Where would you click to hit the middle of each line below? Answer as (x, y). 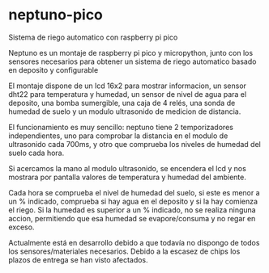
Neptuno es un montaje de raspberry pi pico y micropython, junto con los (131, 52)
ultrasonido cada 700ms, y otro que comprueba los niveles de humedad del (134, 144)
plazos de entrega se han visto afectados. (78, 259)
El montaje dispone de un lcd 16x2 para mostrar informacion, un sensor (128, 86)
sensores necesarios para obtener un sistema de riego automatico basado (132, 61)
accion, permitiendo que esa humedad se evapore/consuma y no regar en (132, 218)
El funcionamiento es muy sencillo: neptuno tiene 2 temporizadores (121, 127)
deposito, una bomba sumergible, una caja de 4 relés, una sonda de (122, 103)
